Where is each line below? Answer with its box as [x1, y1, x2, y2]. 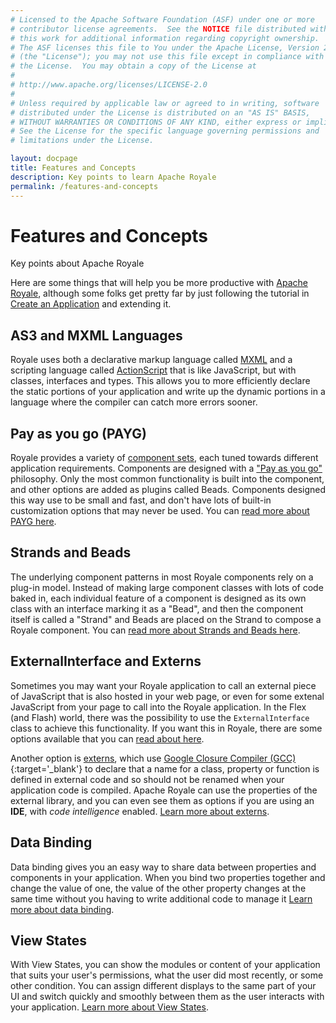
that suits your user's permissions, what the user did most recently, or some [10, 969, 324, 981]
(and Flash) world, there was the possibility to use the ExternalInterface [10, 711, 310, 723]
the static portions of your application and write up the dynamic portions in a [10, 386, 326, 398]
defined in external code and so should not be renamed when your [10, 773, 285, 785]
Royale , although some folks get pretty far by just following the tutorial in [10, 287, 310, 300]
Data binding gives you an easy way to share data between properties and [10, 861, 317, 873]
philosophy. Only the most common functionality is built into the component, [10, 473, 325, 485]
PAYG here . [10, 516, 57, 528]
